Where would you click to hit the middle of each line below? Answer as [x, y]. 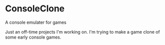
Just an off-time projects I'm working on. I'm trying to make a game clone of [82, 32]
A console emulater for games [36, 22]
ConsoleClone [35, 9]
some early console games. [33, 37]
